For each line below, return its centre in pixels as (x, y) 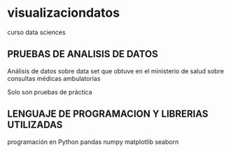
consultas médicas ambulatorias (54, 78)
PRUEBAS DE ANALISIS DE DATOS (83, 54)
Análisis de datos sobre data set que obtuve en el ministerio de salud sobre (115, 71)
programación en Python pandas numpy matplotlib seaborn (93, 142)
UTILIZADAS (35, 125)
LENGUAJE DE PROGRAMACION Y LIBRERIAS (108, 114)
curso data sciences (36, 32)
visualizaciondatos (64, 13)
